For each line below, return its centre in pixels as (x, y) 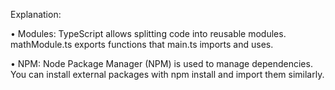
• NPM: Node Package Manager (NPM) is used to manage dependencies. (161, 63)
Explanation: (36, 14)
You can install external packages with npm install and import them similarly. (167, 74)
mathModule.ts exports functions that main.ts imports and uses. (142, 44)
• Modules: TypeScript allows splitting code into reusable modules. (148, 33)
